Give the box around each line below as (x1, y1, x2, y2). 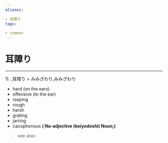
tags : (5, 21, 16, 26)
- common (5, 30, 23, 35)
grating (12, 112, 27, 118)
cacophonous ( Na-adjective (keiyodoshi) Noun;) (12, 123, 116, 129)
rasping (12, 96, 28, 102)
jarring (12, 117, 26, 123)
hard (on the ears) (12, 85, 50, 91)
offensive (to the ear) (12, 91, 56, 97)
